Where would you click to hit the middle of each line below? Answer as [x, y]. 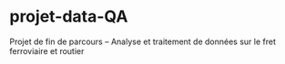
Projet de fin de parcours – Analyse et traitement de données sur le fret [142, 41]
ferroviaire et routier [47, 50]
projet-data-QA [69, 17]
